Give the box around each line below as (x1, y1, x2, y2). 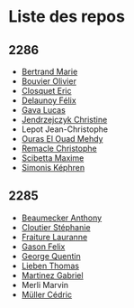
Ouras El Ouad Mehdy (21, 134, 103, 144)
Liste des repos (8, 6, 125, 27)
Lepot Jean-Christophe (21, 124, 109, 135)
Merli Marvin (21, 279, 69, 290)
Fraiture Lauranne (21, 231, 88, 242)
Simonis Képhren (21, 163, 85, 173)
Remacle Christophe (21, 143, 97, 154)
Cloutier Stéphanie (21, 221, 91, 232)
